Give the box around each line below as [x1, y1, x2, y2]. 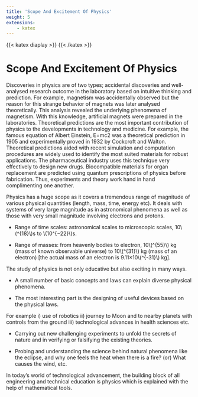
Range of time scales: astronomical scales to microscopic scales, [14, 224, 174, 231]
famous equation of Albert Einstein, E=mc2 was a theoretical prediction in [6, 132, 186, 139]
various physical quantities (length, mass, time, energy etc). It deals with [6, 200, 183, 207]
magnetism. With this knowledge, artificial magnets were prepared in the [6, 113, 183, 120]
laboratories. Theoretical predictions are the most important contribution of [6, 119, 189, 126]
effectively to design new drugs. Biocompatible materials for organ [6, 163, 168, 170]
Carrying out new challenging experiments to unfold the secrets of [14, 330, 177, 337]
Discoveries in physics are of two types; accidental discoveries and [6, 82, 170, 89]
